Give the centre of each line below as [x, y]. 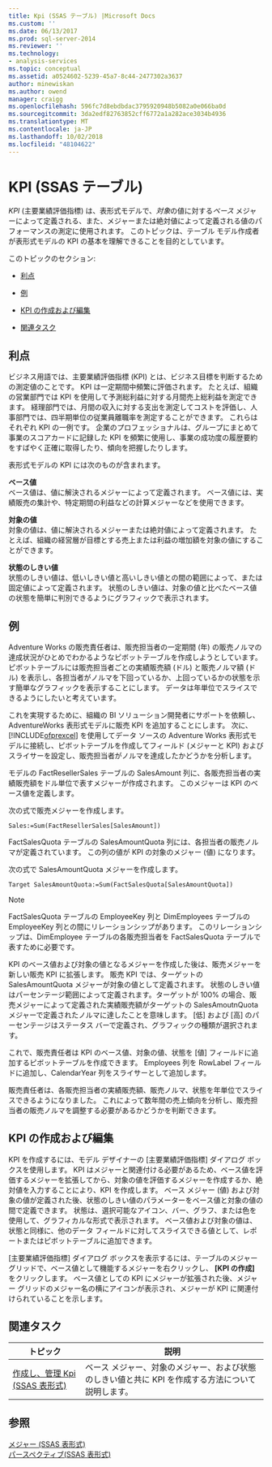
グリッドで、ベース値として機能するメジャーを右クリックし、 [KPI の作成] [132, 1268]
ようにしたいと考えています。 [72, 698]
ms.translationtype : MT [49, 122]
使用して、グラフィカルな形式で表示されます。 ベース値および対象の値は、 [133, 1220]
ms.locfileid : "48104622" [52, 144]
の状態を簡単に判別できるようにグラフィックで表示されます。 [111, 598]
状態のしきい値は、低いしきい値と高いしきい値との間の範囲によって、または [136, 578]
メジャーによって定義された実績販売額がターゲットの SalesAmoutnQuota [137, 1005]
